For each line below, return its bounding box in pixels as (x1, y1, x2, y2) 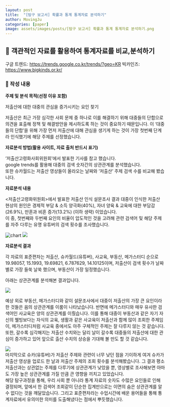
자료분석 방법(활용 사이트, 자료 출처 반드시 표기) (5, 145, 98, 151)
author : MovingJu (5, 17, 42, 22)
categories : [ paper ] (5, 21, 49, 27)
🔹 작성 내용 (5, 80, 30, 87)
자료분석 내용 (5, 185, 31, 192)
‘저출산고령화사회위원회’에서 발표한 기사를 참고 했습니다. (5, 155, 117, 161)
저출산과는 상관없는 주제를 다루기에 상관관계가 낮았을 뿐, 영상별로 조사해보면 (5, 365, 156, 371)
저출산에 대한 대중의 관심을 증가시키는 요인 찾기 (5, 104, 99, 110)
